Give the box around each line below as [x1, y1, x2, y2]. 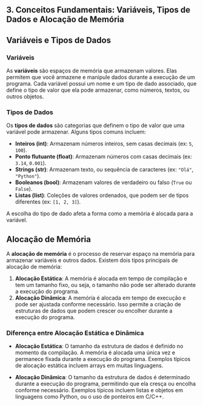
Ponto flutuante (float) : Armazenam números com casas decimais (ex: [15, 153, 192, 160]
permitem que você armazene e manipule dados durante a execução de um [6, 74, 195, 81]
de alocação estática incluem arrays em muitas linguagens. [15, 362, 164, 370]
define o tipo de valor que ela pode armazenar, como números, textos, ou [6, 86, 190, 94]
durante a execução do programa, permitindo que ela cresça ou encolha [15, 380, 196, 388]
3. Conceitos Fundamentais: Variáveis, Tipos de [6, 5, 191, 15]
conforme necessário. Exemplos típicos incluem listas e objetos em [15, 387, 184, 394]
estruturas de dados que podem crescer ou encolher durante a [15, 307, 173, 315]
